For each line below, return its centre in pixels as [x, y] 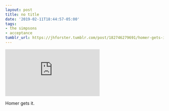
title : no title [22, 14]
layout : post [19, 10]
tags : [11, 24]
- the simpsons [21, 28]
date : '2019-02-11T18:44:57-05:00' [43, 19]
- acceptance [19, 33]
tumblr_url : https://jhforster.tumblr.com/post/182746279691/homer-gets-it [86, 38]
